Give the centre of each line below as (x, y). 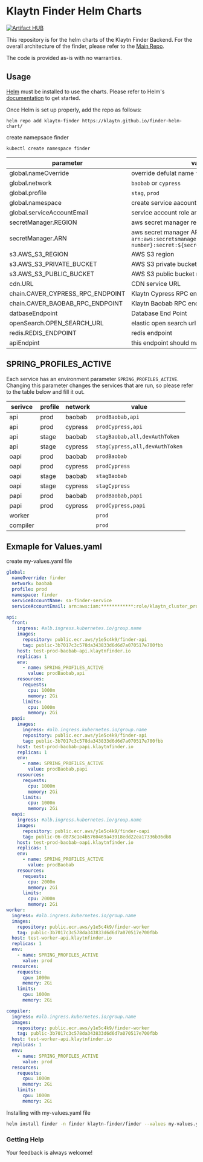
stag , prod (145, 193)
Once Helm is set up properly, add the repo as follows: (74, 110)
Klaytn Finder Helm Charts (74, 11)
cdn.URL (21, 284)
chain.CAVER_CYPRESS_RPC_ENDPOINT (67, 293)
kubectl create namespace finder (48, 148)
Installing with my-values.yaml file (48, 1112)
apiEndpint (24, 342)
